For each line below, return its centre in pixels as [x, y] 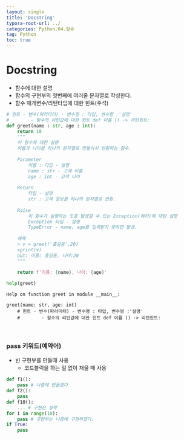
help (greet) [21, 284]
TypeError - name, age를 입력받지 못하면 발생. [83, 227]
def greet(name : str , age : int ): [51, 126]
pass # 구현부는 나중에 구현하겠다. [56, 419]
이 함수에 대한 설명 [38, 143]
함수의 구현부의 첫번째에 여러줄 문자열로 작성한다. [73, 95]
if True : [17, 425]
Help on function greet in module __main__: [63, 294]
